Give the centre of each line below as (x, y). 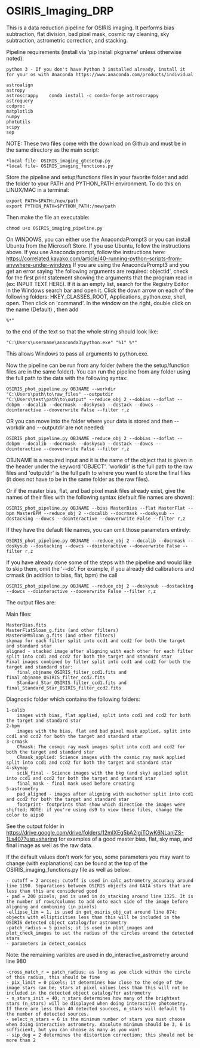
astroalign (20, 85)
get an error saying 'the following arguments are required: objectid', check (98, 271)
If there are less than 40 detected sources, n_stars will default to (96, 1008)
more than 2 (21, 1040)
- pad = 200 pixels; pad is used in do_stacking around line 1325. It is (100, 896)
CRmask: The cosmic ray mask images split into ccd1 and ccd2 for (101, 747)
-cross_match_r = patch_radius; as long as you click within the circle (99, 972)
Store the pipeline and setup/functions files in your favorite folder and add (97, 177)
